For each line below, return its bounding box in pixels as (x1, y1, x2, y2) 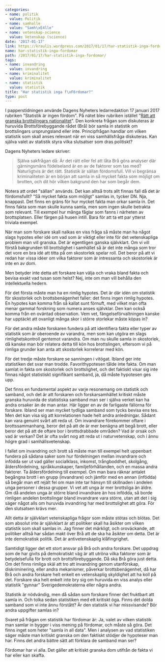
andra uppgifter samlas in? (5, 607, 59, 613)
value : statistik (9, 85, 45, 90)
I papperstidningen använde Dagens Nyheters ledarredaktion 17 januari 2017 (5, 108, 160, 114)
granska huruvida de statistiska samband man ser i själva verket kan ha (5, 397, 150, 403)
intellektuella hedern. (5, 281, 48, 287)
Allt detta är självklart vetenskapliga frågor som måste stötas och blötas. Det (5, 515, 160, 521)
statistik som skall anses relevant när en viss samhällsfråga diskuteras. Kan (5, 134, 157, 140)
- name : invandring (5, 62, 45, 67)
